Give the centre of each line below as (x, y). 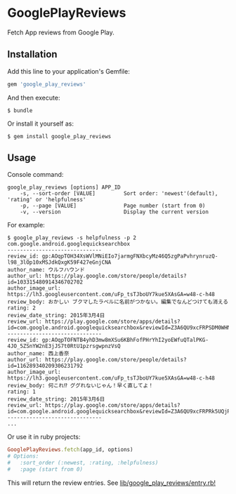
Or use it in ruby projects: (44, 437)
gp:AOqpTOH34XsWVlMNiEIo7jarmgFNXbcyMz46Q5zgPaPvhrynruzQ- (130, 256)
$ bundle (20, 110)
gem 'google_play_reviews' (47, 84)
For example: (26, 225)
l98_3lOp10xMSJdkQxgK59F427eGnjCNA (59, 262)
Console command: (35, 175)
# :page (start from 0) (45, 469)
